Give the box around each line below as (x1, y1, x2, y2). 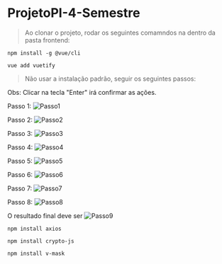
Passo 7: (7, 184, 33, 193)
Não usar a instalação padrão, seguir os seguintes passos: (24, 74, 196, 83)
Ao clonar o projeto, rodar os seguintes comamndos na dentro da (24, 28, 216, 37)
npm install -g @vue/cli (7, 50, 81, 57)
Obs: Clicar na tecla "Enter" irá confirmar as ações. (7, 88, 157, 96)
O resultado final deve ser (7, 211, 83, 220)
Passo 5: (7, 156, 33, 165)
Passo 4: (7, 143, 33, 151)
